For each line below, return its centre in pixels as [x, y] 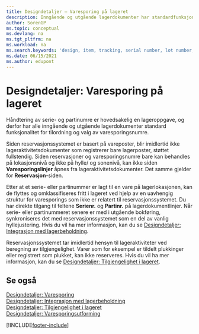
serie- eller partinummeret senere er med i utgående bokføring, [84, 212]
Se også [21, 280]
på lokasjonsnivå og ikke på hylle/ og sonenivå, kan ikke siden [82, 163]
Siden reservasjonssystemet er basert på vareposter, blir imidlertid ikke [93, 144]
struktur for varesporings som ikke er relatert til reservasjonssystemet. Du [96, 200]
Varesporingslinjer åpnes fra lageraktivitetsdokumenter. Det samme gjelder [99, 169]
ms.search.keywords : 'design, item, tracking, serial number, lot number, [100, 51]
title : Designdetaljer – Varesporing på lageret [67, 12]
